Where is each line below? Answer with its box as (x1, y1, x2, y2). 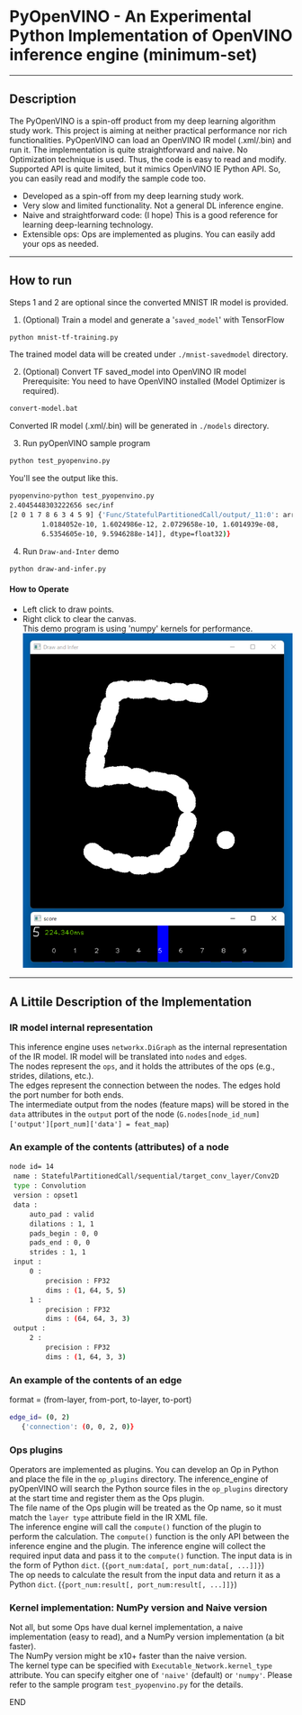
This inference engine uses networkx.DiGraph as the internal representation (9, 1042, 288, 1053)
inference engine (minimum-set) (9, 45, 258, 65)
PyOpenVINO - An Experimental (9, 6, 252, 27)
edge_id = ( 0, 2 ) (9, 1413, 70, 1422)
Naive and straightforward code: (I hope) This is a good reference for (22, 209, 279, 220)
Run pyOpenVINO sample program (22, 438, 151, 449)
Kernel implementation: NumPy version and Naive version (9, 1601, 268, 1614)
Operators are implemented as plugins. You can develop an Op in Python (9, 1464, 279, 1475)
